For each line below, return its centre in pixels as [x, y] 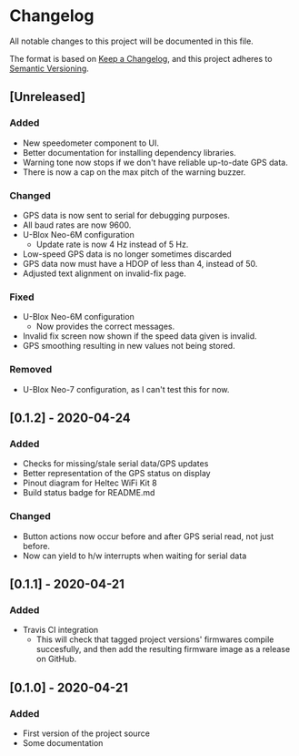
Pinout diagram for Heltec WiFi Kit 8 [90, 483]
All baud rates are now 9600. [77, 225]
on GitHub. [56, 659]
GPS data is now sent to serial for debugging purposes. [126, 215]
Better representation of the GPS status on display [116, 474]
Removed [31, 370]
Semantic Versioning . [49, 68]
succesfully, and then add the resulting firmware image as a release [163, 649]
